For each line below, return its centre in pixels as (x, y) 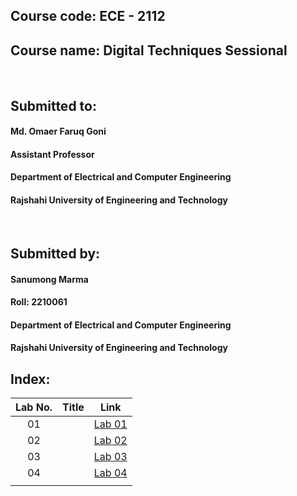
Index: (30, 379)
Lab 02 (110, 441)
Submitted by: (55, 253)
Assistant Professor (52, 154)
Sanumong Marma (49, 279)
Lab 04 (110, 473)
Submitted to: (53, 105)
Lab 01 (110, 424)
